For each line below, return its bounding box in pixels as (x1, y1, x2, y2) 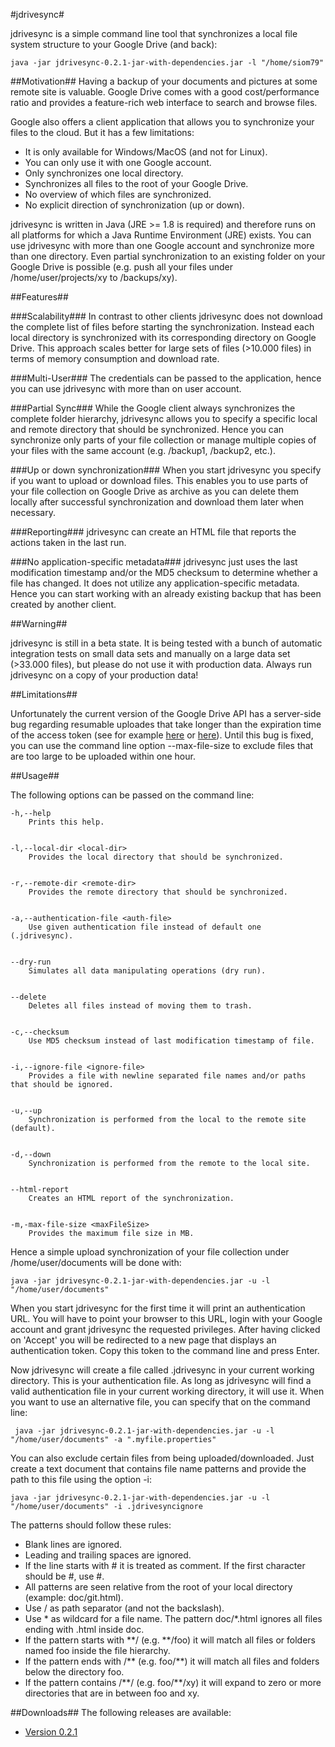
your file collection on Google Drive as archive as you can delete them (10, 485, 300, 497)
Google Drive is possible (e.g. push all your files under (10, 261, 234, 273)
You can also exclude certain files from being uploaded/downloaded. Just (10, 1452, 315, 1464)
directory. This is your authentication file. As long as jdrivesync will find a (10, 1375, 312, 1386)
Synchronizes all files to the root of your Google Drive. (24, 178, 249, 189)
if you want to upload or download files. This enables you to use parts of (10, 475, 309, 486)
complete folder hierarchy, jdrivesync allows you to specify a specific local (10, 413, 318, 424)
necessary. (10, 507, 57, 518)
